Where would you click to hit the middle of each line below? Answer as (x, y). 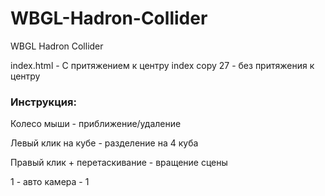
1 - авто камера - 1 (50, 182)
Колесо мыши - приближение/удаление (96, 124)
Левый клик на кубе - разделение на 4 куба (104, 143)
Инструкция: (43, 102)
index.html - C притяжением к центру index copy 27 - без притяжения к (162, 65)
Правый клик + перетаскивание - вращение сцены (119, 163)
